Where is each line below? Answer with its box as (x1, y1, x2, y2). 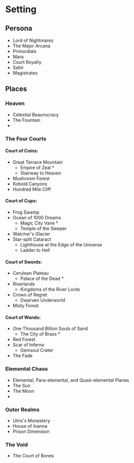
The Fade (12, 353, 33, 359)
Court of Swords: (5, 259, 42, 265)
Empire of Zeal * (20, 164, 55, 170)
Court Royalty (12, 59, 42, 65)
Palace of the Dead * (20, 275, 64, 281)
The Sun (12, 382, 30, 389)
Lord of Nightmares (12, 37, 54, 43)
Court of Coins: (5, 148, 39, 154)
